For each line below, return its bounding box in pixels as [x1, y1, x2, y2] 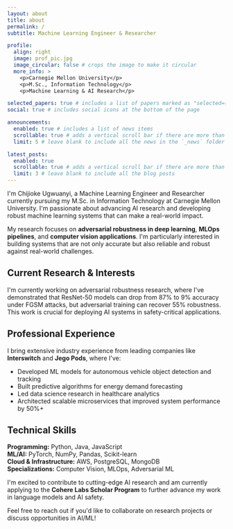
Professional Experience [7, 328, 116, 340]
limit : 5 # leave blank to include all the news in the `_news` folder [13, 138, 225, 145]
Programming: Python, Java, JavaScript [7, 443, 123, 451]
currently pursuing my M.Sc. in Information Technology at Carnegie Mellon [7, 197, 221, 205]
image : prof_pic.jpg [13, 55, 73, 63]
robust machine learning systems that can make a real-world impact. [7, 211, 204, 220]
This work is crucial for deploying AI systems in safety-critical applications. [7, 307, 222, 316]
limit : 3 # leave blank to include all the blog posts [13, 170, 175, 177]
